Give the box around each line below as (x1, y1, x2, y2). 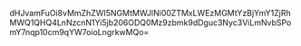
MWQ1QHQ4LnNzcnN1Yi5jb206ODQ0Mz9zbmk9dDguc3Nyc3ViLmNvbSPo (9, 17, 292, 28)
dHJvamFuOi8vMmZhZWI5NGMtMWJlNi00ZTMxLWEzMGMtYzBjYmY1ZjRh (9, 8, 292, 18)
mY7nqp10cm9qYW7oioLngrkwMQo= (9, 27, 150, 37)
